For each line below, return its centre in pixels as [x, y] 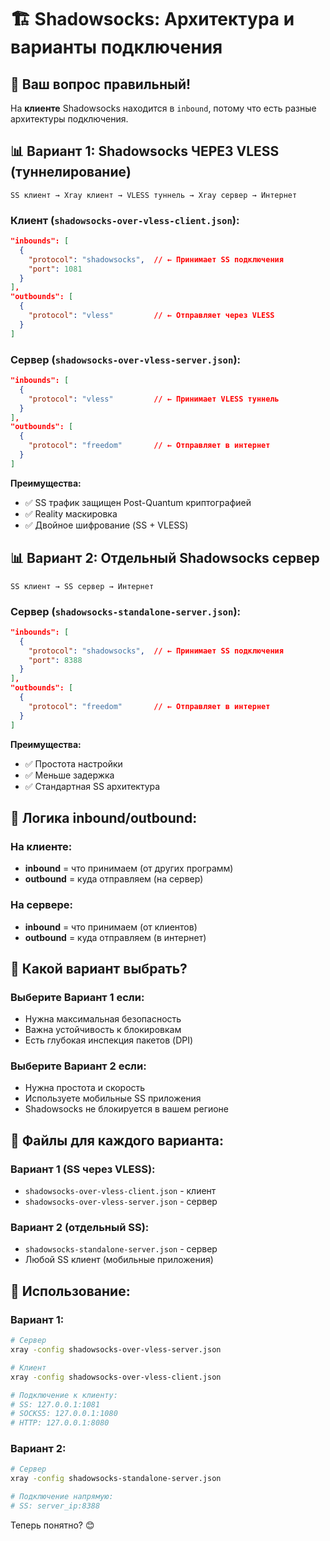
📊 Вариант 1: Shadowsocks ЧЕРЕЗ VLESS [145, 151]
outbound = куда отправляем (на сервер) [114, 879]
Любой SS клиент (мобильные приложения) [119, 1260]
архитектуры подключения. [69, 119]
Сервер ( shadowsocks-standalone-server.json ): [126, 611]
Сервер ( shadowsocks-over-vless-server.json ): [126, 359]
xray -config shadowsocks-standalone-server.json [116, 1479]
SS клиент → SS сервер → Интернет [82, 586]
